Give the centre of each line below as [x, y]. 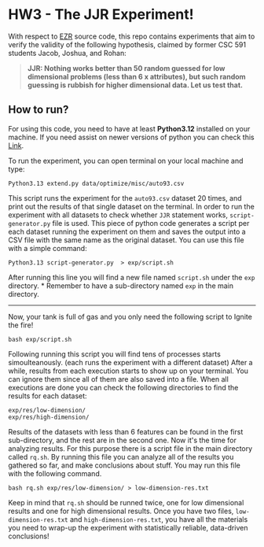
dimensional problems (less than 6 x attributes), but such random [136, 76]
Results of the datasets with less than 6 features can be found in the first [126, 431]
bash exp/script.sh [40, 339]
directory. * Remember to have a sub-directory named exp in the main [121, 286]
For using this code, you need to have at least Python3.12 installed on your [129, 128]
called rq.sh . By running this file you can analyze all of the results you [121, 456]
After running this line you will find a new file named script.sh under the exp [132, 277]
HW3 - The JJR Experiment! [101, 15]
